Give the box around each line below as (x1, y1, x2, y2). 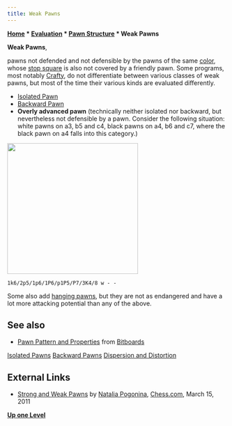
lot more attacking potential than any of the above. (7, 299, 152, 307)
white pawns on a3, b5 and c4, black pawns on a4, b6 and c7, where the (17, 121, 225, 130)
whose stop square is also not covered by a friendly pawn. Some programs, (7, 63, 224, 72)
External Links (7, 371, 71, 383)
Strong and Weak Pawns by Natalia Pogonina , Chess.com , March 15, (17, 390, 215, 398)
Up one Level (7, 411, 46, 419)
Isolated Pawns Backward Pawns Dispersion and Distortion (7, 351, 176, 360)
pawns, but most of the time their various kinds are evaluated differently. (7, 78, 216, 87)
